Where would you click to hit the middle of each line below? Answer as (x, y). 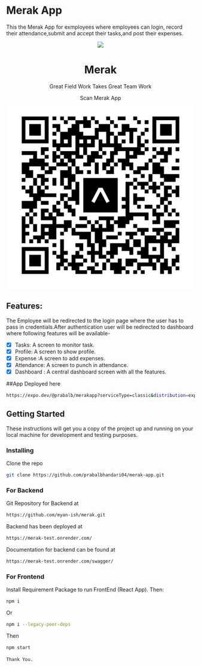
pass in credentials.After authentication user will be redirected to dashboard (100, 327)
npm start (19, 647)
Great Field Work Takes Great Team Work (100, 86)
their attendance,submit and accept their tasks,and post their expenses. (95, 33)
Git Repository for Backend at (42, 503)
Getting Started (36, 414)
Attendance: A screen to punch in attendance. (71, 365)
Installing (20, 450)
